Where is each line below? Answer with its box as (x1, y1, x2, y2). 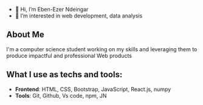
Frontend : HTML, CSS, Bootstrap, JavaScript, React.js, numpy (15, 85, 171, 93)
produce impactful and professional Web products (6, 52, 132, 59)
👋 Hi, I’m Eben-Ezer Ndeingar (15, 6, 89, 13)
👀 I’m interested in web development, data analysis (15, 12, 143, 19)
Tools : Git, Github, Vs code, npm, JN (15, 92, 107, 99)
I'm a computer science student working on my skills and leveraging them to (6, 45, 198, 52)
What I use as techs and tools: (6, 69, 123, 80)
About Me (6, 30, 44, 40)
